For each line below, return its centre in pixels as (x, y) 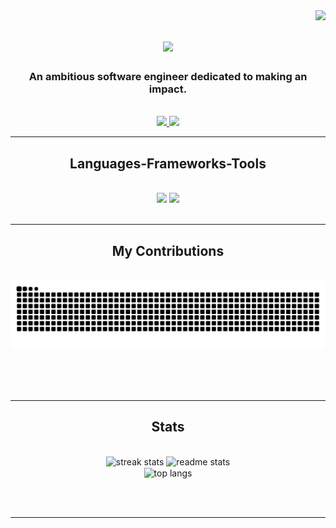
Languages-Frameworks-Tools (168, 163)
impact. (168, 89)
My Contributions (168, 250)
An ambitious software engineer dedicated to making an (168, 77)
